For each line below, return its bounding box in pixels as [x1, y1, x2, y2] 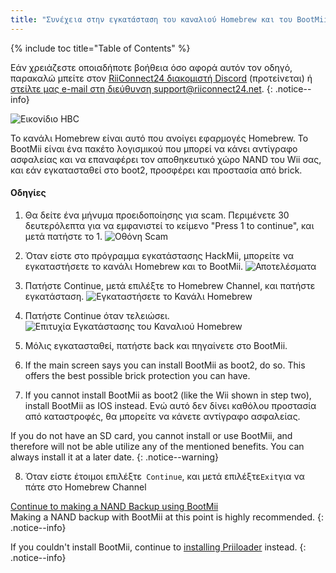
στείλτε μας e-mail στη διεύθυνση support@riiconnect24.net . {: [10, 82, 273, 95]
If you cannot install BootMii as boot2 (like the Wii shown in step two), [24, 389, 312, 401]
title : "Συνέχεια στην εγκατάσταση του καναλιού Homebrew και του [10, 14, 293, 25]
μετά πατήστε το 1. [24, 230, 103, 242]
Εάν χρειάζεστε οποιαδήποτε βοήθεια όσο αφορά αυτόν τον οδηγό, [10, 61, 293, 73]
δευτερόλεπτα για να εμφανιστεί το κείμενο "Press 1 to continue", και [24, 219, 315, 231]
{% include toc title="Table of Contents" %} [10, 42, 191, 54]
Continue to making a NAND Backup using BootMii [10, 500, 219, 512]
